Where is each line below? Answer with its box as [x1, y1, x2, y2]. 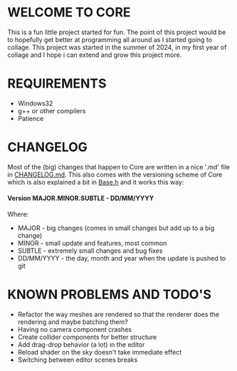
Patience [17, 114, 44, 122]
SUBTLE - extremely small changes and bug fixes [17, 246, 163, 255]
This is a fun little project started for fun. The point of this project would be [7, 28, 226, 36]
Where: [7, 210, 29, 219]
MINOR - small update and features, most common [17, 239, 167, 248]
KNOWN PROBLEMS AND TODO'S [7, 286, 212, 303]
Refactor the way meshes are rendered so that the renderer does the [17, 310, 220, 318]
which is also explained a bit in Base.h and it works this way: [7, 177, 184, 186]
